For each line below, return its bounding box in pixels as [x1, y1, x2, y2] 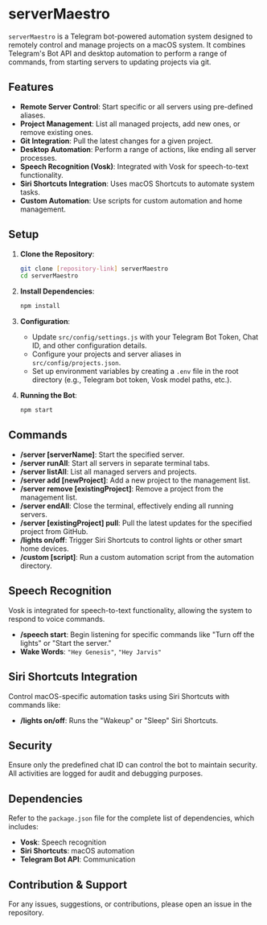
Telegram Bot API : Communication [19, 854, 136, 865]
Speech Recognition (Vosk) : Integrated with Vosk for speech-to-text [19, 162, 249, 171]
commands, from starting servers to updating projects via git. [8, 57, 212, 67]
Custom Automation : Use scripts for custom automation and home [19, 195, 243, 205]
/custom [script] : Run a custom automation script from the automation [19, 552, 255, 561]
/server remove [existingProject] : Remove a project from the [19, 483, 224, 493]
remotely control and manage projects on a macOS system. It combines [8, 39, 246, 49]
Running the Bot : [19, 391, 78, 401]
